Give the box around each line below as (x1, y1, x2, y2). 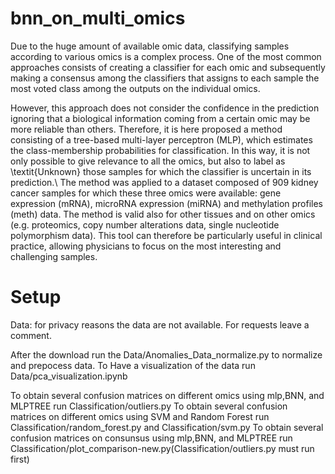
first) (10, 453, 30, 465)
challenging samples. (10, 250, 98, 262)
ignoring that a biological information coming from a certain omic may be (10, 112, 311, 124)
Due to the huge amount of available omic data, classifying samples (10, 40, 290, 52)
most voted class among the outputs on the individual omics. (10, 82, 261, 94)
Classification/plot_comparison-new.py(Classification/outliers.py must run (10, 442, 315, 454)
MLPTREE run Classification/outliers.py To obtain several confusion (10, 400, 288, 412)
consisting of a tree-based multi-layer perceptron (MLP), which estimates (10, 133, 313, 146)
